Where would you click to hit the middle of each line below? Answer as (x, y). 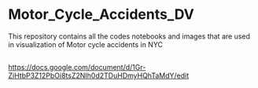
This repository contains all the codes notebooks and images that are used (129, 36)
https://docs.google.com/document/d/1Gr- (77, 68)
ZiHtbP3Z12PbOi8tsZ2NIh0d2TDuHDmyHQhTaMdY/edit (99, 75)
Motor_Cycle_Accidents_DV (101, 15)
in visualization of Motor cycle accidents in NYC (86, 44)
